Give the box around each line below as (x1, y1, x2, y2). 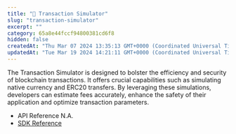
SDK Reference (17, 119, 62, 127)
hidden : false (7, 36, 49, 43)
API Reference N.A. (17, 111, 74, 119)
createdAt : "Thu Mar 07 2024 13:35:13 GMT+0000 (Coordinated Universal (7, 43, 221, 50)
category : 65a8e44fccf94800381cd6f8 (7, 29, 114, 37)
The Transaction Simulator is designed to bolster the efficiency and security (7, 68, 227, 77)
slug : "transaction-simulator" (7, 17, 99, 24)
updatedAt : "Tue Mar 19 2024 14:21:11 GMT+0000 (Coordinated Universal (7, 50, 221, 57)
